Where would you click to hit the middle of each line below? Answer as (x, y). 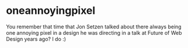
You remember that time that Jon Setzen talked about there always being (94, 27)
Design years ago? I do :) (36, 39)
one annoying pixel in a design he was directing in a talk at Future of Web (94, 32)
